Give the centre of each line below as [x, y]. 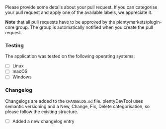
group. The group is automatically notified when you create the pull [84, 27]
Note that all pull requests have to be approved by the [60, 22]
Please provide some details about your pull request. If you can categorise [81, 7]
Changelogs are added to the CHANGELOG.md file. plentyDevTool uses [74, 101]
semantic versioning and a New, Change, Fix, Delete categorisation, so [78, 106]
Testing [14, 45]
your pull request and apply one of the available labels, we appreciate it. [79, 12]
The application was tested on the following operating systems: [70, 56]
